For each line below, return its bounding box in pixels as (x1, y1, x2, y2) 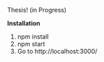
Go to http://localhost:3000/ (17, 48, 98, 55)
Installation (7, 19, 40, 27)
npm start (17, 40, 45, 48)
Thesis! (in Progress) (7, 6, 67, 14)
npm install (17, 32, 49, 41)
